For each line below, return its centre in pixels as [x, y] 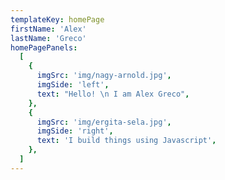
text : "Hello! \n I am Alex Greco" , [113, 94]
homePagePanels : [44, 47]
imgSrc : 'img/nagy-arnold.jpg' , [104, 76]
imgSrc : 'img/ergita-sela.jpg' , [104, 122]
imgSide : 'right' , [75, 131]
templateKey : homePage [57, 19]
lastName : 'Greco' [48, 38]
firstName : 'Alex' [48, 29]
